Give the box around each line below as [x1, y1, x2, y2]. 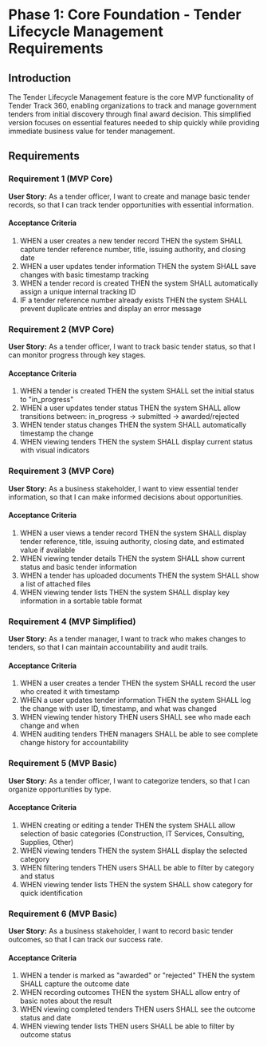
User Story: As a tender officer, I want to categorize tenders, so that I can [8, 776, 250, 785]
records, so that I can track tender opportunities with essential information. [8, 199, 254, 209]
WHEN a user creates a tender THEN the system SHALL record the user [19, 678, 257, 688]
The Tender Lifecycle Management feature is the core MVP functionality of [8, 93, 253, 101]
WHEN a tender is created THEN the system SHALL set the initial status [19, 386, 255, 396]
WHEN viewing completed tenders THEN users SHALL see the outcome [19, 1005, 256, 1014]
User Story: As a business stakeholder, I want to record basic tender [8, 926, 234, 936]
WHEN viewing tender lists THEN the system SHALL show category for [19, 879, 253, 889]
